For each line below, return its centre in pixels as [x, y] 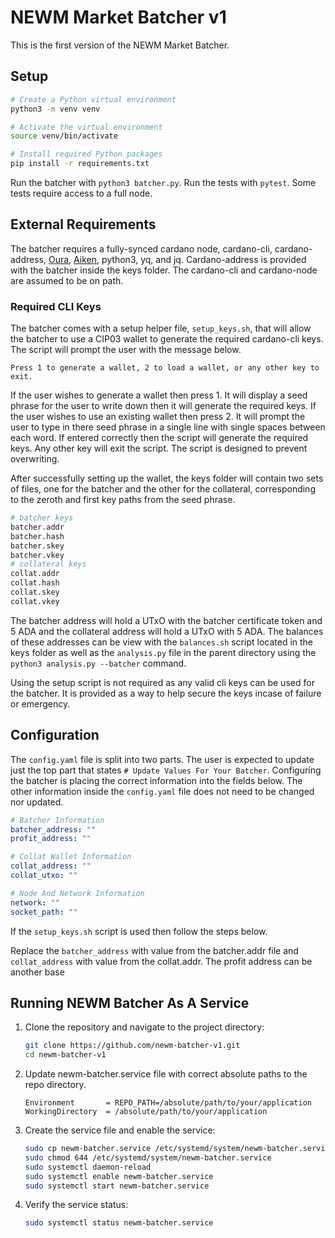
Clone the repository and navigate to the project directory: [144, 1027]
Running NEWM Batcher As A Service [130, 1002]
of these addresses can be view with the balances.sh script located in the [162, 642]
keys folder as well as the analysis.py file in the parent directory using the [163, 652]
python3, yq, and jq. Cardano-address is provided [204, 259]
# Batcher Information [57, 820]
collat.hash [35, 583]
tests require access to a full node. [81, 193]
